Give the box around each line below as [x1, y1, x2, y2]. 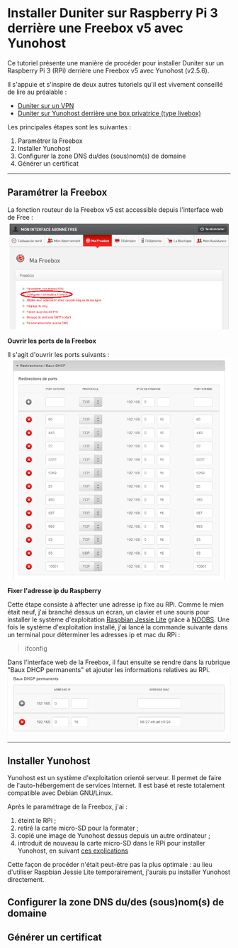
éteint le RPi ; [17, 816, 57, 825]
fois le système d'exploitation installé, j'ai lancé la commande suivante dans [7, 623, 228, 632]
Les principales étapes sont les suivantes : [7, 122, 132, 131]
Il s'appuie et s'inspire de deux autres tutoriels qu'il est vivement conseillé [7, 80, 223, 88]
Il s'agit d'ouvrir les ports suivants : [7, 351, 110, 359]
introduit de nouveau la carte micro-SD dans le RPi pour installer [17, 839, 205, 848]
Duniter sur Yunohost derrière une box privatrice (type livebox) [17, 109, 202, 117]
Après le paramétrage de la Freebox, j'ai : [7, 802, 127, 811]
